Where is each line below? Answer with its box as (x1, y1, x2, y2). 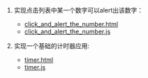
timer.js (24, 63, 46, 71)
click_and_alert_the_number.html (24, 20, 119, 28)
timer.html (24, 56, 54, 64)
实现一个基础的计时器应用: (13, 42, 89, 50)
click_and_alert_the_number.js (24, 27, 111, 36)
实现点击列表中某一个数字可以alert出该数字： (13, 6, 144, 14)
